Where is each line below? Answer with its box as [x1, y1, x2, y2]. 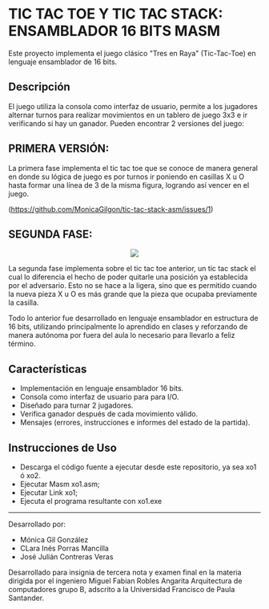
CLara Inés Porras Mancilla [19, 543, 110, 553]
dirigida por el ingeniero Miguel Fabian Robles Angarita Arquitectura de [8, 576, 243, 586]
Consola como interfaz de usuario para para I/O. [19, 392, 179, 402]
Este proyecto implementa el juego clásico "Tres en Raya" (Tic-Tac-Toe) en [8, 48, 256, 58]
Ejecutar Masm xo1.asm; [19, 479, 100, 489]
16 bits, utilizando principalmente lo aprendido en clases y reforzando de [8, 322, 248, 331]
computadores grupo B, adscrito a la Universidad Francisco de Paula [8, 585, 235, 594]
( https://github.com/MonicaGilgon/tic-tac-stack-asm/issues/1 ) [8, 204, 214, 213]
